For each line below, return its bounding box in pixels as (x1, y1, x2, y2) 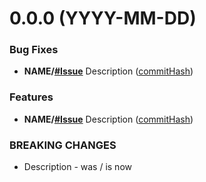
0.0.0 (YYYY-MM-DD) (9, 7, 197, 30)
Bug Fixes (9, 43, 59, 57)
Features (9, 90, 54, 104)
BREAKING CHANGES (9, 138, 117, 152)
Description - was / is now (23, 161, 132, 173)
